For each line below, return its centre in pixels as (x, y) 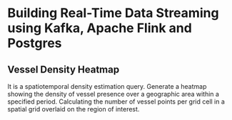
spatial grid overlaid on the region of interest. (74, 109)
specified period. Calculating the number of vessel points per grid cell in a (116, 102)
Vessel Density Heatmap (64, 69)
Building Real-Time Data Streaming (113, 13)
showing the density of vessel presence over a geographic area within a (114, 94)
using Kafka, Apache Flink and (100, 28)
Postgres (35, 43)
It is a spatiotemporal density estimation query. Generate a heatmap (107, 86)
